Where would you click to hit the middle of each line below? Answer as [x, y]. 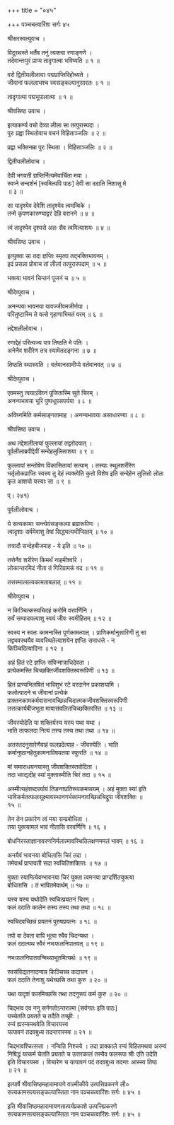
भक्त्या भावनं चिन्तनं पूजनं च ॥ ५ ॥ [47, 278]
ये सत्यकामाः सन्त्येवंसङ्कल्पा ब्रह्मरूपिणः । [54, 524]
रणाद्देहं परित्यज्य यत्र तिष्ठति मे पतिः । [48, 343]
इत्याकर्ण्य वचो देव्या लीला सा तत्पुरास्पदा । [54, 125]
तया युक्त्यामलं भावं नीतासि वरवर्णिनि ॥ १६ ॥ [57, 827]
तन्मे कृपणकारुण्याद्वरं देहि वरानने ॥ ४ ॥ [51, 214]
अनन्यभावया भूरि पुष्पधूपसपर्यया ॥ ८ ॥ [50, 401]
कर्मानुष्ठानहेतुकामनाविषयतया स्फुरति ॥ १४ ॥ [57, 753]
